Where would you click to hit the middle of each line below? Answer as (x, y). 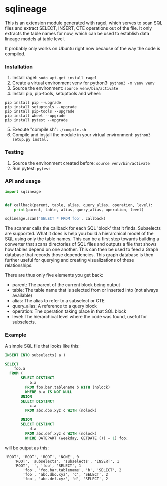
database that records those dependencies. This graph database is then (79, 255)
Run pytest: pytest (31, 168)
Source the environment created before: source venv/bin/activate (81, 163)
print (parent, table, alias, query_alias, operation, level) (79, 210)
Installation (19, 67)
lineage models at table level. (35, 39)
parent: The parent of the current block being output (66, 285)
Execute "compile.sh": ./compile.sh (49, 130)
